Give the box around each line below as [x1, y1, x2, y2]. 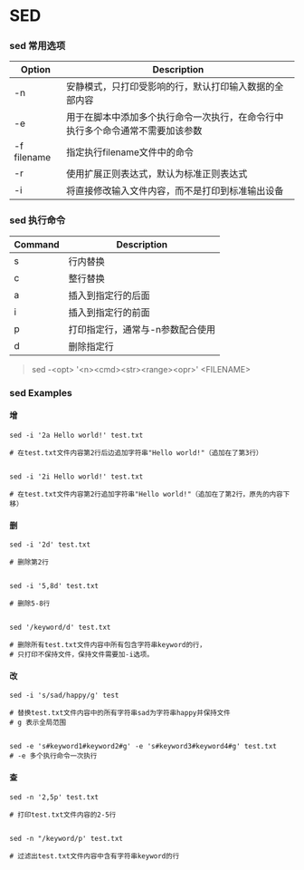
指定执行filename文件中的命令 [66, 146, 195, 159]
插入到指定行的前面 [68, 305, 151, 318]
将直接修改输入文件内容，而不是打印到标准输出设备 [66, 185, 284, 198]
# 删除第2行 [9, 558, 50, 567]
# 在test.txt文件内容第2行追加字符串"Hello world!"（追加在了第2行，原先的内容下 [9, 489, 290, 498]
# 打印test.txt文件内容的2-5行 [9, 810, 117, 819]
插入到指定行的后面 [68, 289, 151, 302]
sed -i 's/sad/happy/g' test [9, 691, 119, 701]
